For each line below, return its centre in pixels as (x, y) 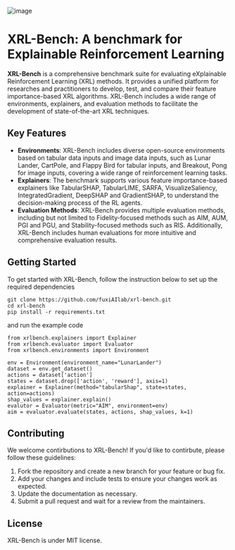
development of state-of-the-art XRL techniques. (78, 111)
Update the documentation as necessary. (77, 494)
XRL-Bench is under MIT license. (55, 540)
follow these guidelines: (42, 458)
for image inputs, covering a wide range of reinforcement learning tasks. (122, 173)
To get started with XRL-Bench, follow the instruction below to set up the (113, 279)
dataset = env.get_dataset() (50, 369)
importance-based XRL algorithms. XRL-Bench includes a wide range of (112, 96)
